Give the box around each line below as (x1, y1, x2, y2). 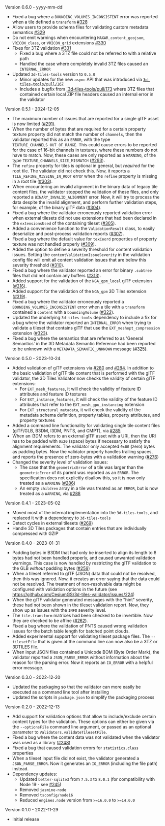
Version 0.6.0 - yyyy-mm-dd (5, 4, 63, 10)
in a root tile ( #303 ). (12, 178, 53, 184)
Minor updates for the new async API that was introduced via (19, 76, 142, 82)
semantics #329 (12, 30, 45, 35)
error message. (12, 665, 43, 670)
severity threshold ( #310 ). (12, 262, 65, 268)
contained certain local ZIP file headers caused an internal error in (19, 91, 154, 97)
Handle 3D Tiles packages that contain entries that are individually (12, 526, 147, 531)
